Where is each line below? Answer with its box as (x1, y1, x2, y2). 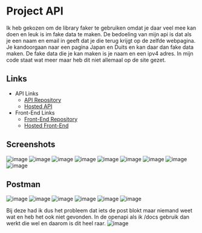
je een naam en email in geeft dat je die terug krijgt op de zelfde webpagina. (6, 37, 196, 44)
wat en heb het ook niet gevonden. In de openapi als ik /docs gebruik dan (6, 213, 189, 221)
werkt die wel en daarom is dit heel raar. (6, 220, 106, 227)
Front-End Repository (24, 115, 78, 123)
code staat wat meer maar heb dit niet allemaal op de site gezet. (6, 56, 166, 63)
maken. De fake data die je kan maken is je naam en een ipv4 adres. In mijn (6, 49, 194, 57)
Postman (6, 179, 41, 190)
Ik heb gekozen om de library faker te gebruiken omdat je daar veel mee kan (6, 24, 197, 31)
